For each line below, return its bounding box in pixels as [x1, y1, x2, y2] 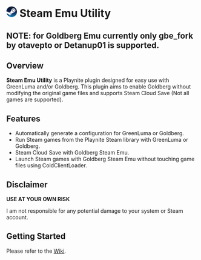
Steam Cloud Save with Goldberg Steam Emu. [15, 149, 130, 156]
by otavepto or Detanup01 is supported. [6, 40, 159, 50]
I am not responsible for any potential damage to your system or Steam [6, 207, 183, 215]
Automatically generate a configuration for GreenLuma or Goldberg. [15, 130, 185, 137]
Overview [6, 61, 44, 71]
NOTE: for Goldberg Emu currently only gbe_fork [6, 30, 194, 41]
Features [6, 113, 41, 124]
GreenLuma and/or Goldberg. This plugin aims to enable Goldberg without [6, 83, 191, 90]
